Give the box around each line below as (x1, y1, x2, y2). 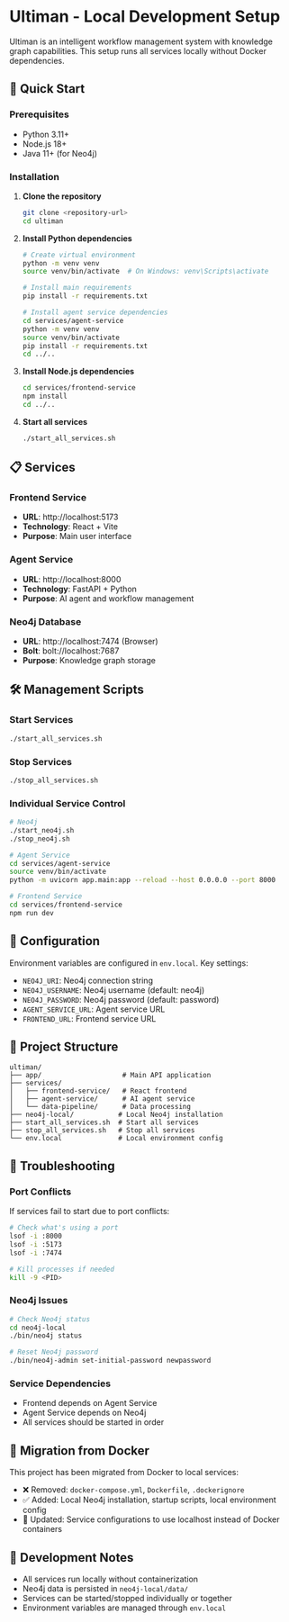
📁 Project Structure (9, 1040, 119, 1055)
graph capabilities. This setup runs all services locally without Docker (9, 45, 267, 56)
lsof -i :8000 (9, 1231, 63, 1241)
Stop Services (9, 755, 72, 768)
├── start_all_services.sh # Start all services (9, 1118, 200, 1127)
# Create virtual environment (22, 250, 137, 259)
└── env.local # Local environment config (9, 1134, 223, 1143)
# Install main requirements (22, 284, 132, 293)
